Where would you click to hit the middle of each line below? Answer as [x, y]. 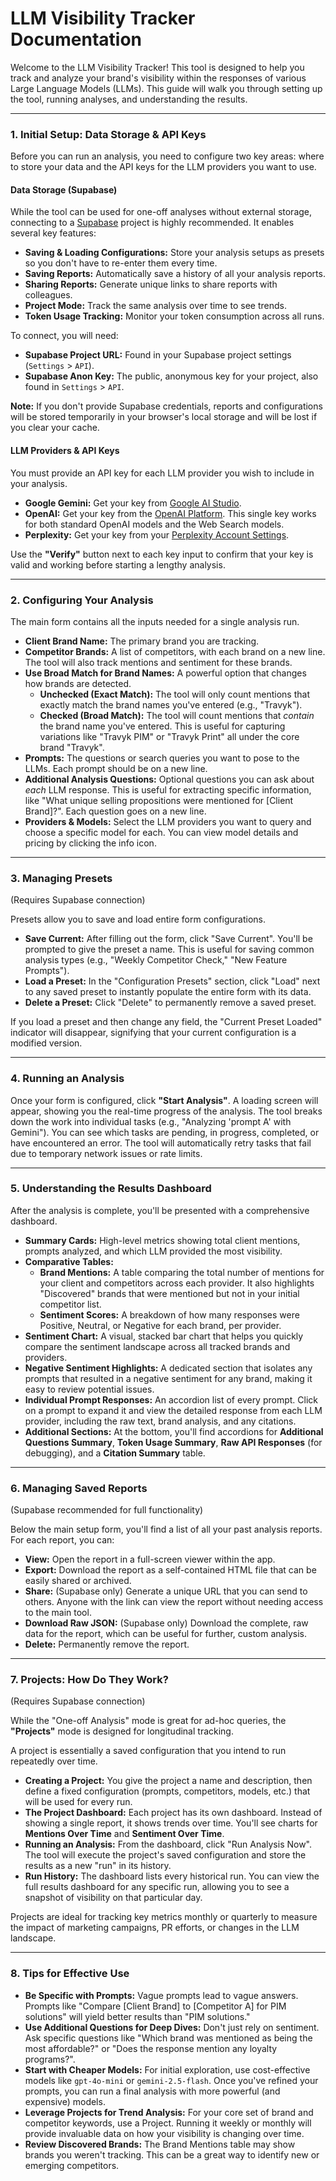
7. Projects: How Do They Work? [89, 1680]
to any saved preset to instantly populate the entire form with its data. [168, 992]
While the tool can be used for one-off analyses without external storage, [161, 212]
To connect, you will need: [64, 336]
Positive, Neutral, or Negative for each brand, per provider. [160, 1325]
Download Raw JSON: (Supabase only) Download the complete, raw [166, 1623]
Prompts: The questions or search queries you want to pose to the [162, 758]
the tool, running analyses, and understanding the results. [129, 99]
